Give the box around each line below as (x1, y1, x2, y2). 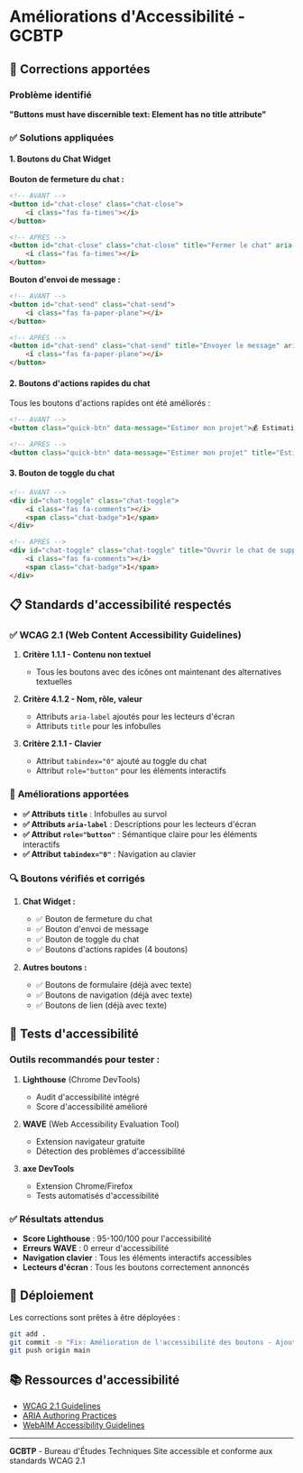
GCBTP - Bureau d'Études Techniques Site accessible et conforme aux (9, 1446, 273, 1457)
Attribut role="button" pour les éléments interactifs (35, 765, 227, 777)
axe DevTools (22, 1163, 75, 1174)
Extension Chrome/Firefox (35, 1180, 133, 1192)
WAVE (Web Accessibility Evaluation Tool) (22, 1119, 180, 1129)
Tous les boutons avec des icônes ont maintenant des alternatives (35, 667, 282, 677)
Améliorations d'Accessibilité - (9, 6, 246, 27)
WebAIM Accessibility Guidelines (22, 1420, 145, 1431)
